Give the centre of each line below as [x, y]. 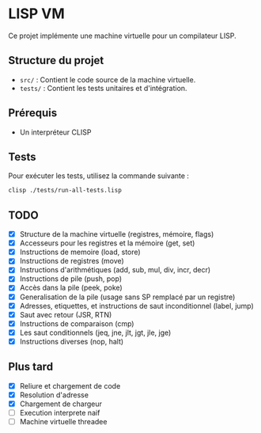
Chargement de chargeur [61, 404]
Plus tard [31, 367]
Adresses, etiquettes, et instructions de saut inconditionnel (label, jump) [137, 306]
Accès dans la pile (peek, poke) [71, 288]
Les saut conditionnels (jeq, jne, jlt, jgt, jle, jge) [95, 332]
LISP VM [36, 14]
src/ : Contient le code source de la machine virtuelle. [108, 79]
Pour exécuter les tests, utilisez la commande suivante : [99, 176]
